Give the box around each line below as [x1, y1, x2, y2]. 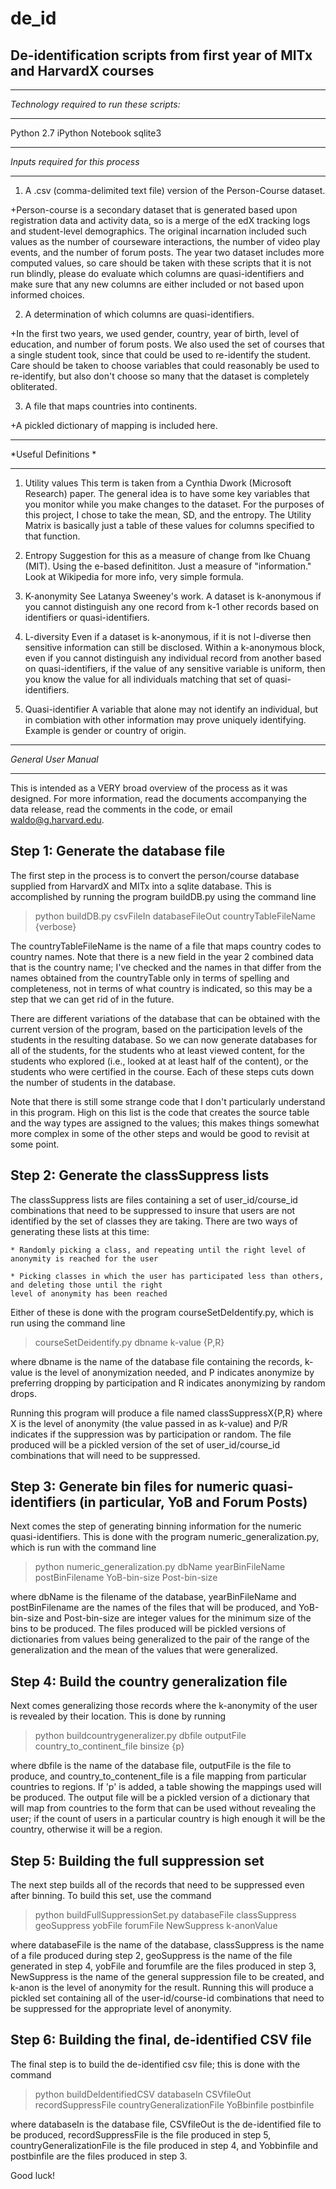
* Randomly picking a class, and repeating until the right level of [10, 1245, 307, 1255]
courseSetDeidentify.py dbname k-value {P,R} [34, 1336, 225, 1348]
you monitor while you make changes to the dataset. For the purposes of [24, 498, 325, 510]
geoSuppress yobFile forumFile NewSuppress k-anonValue [34, 1920, 278, 1932]
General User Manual [10, 753, 99, 765]
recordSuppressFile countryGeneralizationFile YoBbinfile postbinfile [34, 2098, 315, 2111]
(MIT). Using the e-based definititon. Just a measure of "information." [24, 560, 312, 572]
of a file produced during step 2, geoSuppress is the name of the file [10, 1950, 293, 1962]
